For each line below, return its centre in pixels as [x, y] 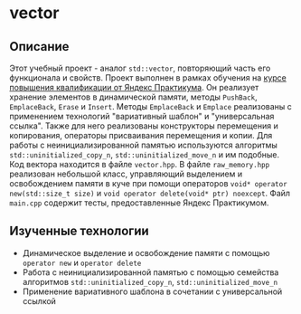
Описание [39, 47]
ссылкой [39, 300]
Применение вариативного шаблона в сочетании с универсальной [152, 291]
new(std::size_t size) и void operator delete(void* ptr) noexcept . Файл [150, 193]
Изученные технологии [79, 231]
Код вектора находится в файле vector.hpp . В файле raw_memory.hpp [140, 164]
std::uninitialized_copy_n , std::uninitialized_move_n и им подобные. [145, 155]
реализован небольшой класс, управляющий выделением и [126, 174]
